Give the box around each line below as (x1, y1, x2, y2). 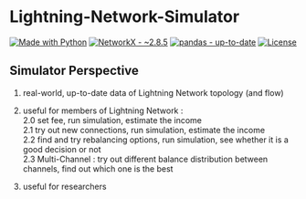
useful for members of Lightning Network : (22, 105, 184, 116)
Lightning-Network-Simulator (9, 6, 240, 27)
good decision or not (22, 143, 102, 154)
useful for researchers (22, 181, 107, 192)
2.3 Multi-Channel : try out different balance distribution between (22, 153, 269, 164)
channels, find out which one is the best (22, 162, 174, 174)
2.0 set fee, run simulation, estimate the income (22, 114, 203, 125)
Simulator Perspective (9, 63, 139, 79)
